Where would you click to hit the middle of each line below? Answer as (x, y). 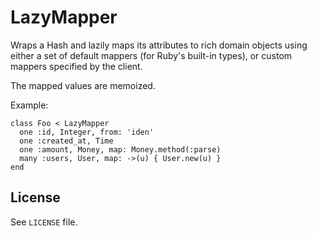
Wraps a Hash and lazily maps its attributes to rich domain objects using (159, 45)
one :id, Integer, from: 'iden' (87, 132)
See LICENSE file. (44, 222)
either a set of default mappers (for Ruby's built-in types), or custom (151, 55)
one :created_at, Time (66, 141)
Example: (29, 105)
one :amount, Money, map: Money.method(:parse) (120, 149)
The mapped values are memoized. (83, 85)
